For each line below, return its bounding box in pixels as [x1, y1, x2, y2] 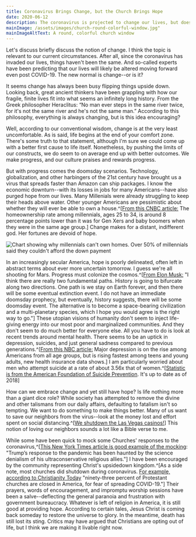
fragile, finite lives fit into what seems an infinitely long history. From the [6, 95, 179, 102]
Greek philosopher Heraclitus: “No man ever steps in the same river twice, [6, 101, 185, 108]
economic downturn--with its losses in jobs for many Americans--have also [6, 186, 188, 193]
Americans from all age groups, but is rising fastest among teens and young [6, 352, 188, 359]
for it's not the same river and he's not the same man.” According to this [6, 108, 179, 115]
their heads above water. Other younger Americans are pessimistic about [6, 199, 182, 206]
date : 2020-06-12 [6, 14, 48, 20]
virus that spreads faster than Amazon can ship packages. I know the [6, 180, 173, 187]
